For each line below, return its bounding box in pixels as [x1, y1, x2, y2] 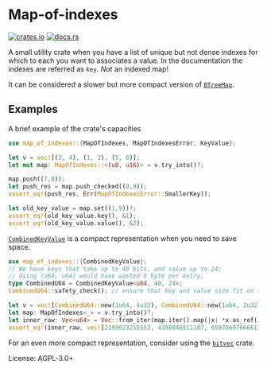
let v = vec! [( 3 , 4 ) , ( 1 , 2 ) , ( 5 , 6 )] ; [8, 153, 141, 161]
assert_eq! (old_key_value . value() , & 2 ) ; [8, 219, 145, 227]
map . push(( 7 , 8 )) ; [8, 175, 66, 184]
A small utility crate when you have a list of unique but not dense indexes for [8, 47, 258, 56]
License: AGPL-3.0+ [8, 353, 74, 363]
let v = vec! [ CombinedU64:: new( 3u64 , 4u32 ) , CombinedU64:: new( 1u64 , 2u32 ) [8, 301, 261, 309]
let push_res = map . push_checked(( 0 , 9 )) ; [8, 183, 148, 191]
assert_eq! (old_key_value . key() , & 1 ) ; [8, 212, 137, 219]
